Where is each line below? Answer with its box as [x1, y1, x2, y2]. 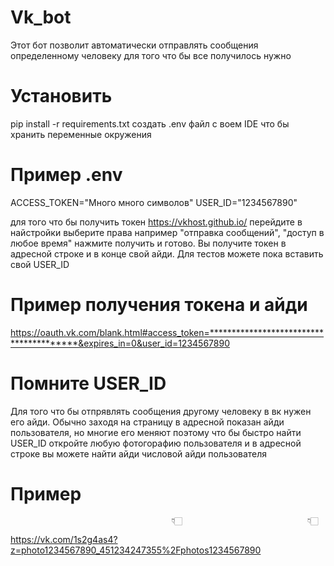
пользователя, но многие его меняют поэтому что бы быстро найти [10, 426, 302, 438]
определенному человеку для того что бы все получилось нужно [10, 49, 292, 61]
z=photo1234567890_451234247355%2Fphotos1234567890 [10, 544, 262, 556]
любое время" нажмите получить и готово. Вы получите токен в [10, 237, 287, 249]
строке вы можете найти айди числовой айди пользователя [10, 447, 268, 460]
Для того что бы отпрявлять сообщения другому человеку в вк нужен [10, 405, 312, 417]
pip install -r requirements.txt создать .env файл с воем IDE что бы [10, 117, 290, 130]
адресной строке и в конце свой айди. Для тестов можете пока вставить [10, 247, 324, 260]
